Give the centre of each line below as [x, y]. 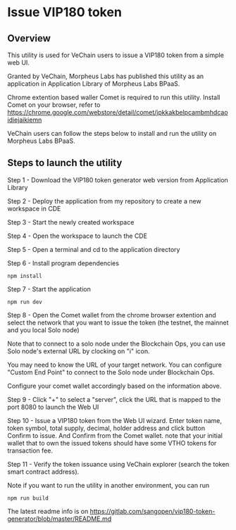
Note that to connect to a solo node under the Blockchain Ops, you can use [116, 343]
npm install [25, 276]
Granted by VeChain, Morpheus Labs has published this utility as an [106, 76]
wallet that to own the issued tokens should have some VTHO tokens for [112, 443]
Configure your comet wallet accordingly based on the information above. [114, 386]
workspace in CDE [34, 208]
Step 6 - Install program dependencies [63, 263]
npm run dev [25, 302]
